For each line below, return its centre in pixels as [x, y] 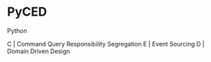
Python [17, 31]
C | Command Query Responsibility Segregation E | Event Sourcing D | [106, 44]
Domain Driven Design [39, 51]
